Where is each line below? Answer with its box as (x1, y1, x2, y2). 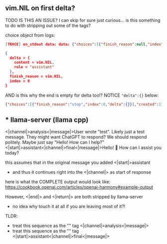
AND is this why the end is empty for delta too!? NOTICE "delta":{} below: (5, 92, 159, 98)
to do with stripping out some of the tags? (5, 22, 91, 28)
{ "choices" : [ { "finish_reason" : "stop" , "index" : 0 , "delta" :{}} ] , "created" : (5, 102, 159, 107)
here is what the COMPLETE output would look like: (5, 179, 111, 185)
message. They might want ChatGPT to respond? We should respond (5, 134, 147, 140)
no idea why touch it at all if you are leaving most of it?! (12, 204, 126, 210)
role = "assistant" (14, 65, 55, 70)
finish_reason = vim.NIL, (9, 74, 64, 79)
